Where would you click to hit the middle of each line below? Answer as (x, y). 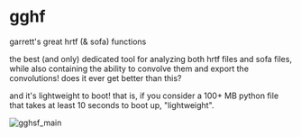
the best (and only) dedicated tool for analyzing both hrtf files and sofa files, (151, 59)
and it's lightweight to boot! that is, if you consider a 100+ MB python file (144, 96)
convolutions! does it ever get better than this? (96, 78)
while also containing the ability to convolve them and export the (129, 68)
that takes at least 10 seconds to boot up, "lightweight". (112, 105)
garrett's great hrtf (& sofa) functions (78, 41)
